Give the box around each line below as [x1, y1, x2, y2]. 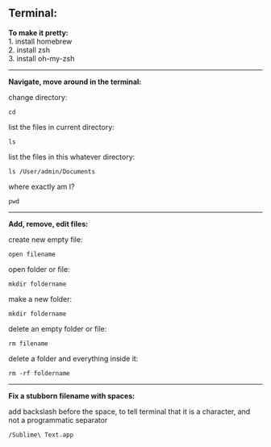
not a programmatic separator [8, 415, 108, 424]
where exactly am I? [8, 182, 75, 191]
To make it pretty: [8, 27, 69, 37]
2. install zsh [8, 44, 51, 55]
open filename [8, 250, 56, 258]
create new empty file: [8, 234, 83, 244]
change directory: [8, 92, 68, 102]
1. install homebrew [8, 36, 73, 46]
